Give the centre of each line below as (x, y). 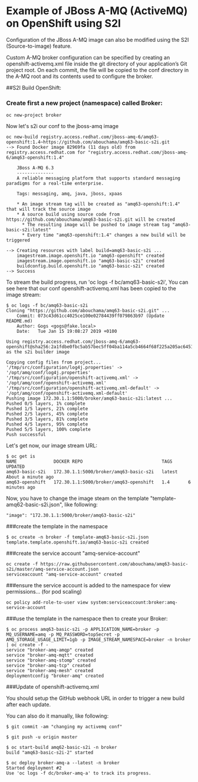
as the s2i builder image (38, 352)
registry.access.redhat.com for (46, 153)
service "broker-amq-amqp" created (50, 650)
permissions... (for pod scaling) (44, 592)
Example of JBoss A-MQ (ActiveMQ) (97, 11)
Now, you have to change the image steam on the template (77, 498)
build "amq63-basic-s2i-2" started (50, 753)
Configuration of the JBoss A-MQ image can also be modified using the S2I (98, 40)
